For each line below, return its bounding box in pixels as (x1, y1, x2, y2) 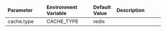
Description (116, 7, 145, 14)
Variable (46, 10, 67, 16)
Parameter (7, 7, 33, 14)
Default (93, 4, 111, 10)
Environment (46, 4, 78, 10)
